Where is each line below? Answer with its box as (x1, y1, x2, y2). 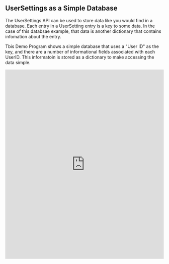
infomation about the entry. (5, 33, 61, 39)
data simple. (5, 59, 31, 65)
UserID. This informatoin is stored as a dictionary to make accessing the (5, 54, 154, 60)
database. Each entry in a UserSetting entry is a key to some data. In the (5, 23, 155, 29)
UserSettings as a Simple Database (5, 4, 118, 13)
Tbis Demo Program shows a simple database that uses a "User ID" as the (5, 43, 159, 49)
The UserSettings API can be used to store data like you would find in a (5, 17, 153, 23)
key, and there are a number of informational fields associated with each (5, 48, 155, 55)
